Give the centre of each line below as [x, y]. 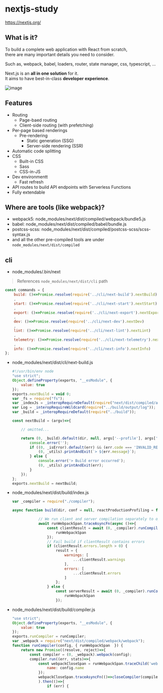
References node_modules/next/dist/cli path [62, 281]
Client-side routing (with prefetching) [56, 125]
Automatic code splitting [36, 151]
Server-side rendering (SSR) [55, 146]
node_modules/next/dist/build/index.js [50, 493]
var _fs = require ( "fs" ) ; [38, 398]
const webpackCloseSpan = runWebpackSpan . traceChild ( [94, 663]
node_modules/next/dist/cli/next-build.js [52, 363]
